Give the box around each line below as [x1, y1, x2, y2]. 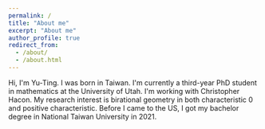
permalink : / [8, 11, 52, 20]
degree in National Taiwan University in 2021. [8, 111, 157, 121]
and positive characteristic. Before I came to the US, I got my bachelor [8, 103, 239, 112]
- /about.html [15, 57, 62, 64]
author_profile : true [8, 33, 81, 42]
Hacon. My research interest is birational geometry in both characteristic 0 [8, 95, 254, 104]
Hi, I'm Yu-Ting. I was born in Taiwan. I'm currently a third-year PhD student [8, 77, 258, 88]
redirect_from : [8, 41, 59, 49]
